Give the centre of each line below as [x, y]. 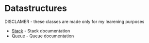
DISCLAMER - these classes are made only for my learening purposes [74, 21]
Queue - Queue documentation [43, 36]
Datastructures [36, 8]
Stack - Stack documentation [41, 31]
